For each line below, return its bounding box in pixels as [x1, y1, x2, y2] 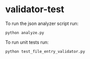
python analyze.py [5, 30, 44, 35]
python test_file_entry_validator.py [5, 49, 85, 54]
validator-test [5, 4, 65, 15]
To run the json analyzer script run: [5, 20, 79, 26]
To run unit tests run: [5, 39, 49, 45]
